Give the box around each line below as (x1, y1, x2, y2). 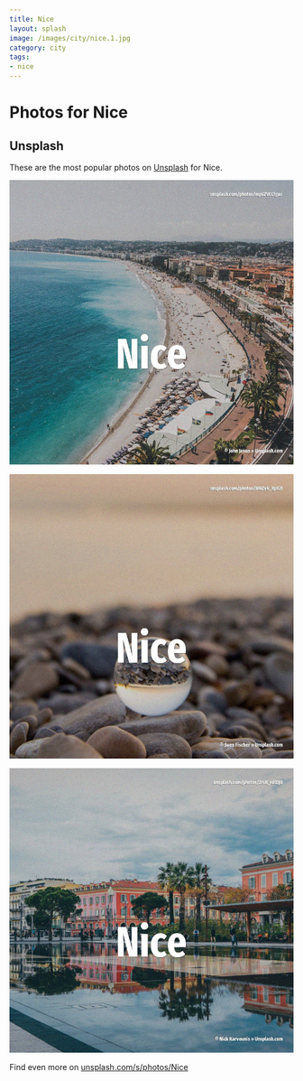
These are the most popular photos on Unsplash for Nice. (9, 163, 223, 172)
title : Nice (9, 14, 54, 23)
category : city (9, 43, 67, 52)
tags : (9, 52, 30, 62)
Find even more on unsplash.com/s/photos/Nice (9, 1062, 188, 1072)
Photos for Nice (9, 102, 129, 123)
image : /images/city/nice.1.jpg (9, 33, 131, 42)
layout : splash (9, 23, 67, 33)
